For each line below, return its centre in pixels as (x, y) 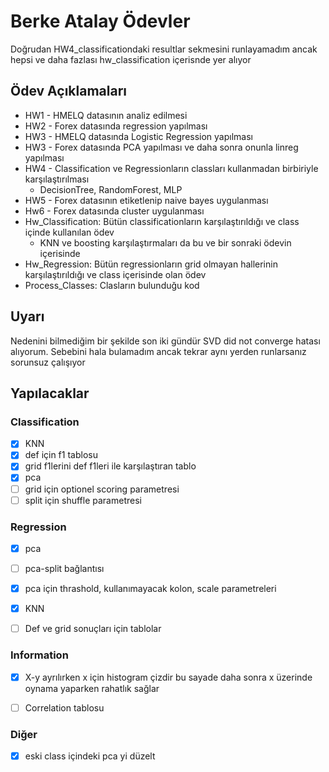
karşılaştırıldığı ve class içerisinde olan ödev (115, 274)
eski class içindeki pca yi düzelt (90, 756)
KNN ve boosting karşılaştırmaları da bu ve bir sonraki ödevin (165, 242)
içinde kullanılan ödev (69, 232)
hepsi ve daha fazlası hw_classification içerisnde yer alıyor (131, 59)
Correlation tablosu (64, 707)
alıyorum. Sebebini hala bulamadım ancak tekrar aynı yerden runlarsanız (158, 351)
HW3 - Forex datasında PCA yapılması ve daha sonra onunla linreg (161, 147)
